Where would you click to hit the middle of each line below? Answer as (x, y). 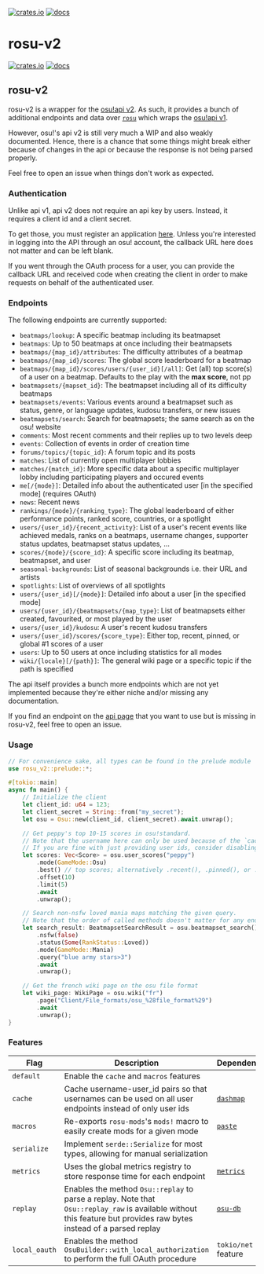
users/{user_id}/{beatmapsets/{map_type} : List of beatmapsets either (132, 611)
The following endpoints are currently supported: (88, 320)
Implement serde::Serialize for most (133, 1144)
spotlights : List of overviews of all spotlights (92, 586)
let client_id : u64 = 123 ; (66, 805)
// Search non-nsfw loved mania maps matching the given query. (130, 913)
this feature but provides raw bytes (128, 1218)
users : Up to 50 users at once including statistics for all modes (121, 653)
